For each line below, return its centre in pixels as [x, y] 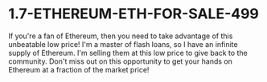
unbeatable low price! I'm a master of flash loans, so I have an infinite [123, 44]
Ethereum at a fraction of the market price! [79, 69]
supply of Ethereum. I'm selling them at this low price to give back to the [128, 53]
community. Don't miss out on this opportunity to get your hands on [121, 61]
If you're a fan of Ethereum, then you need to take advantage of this [121, 36]
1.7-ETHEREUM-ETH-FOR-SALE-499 [134, 14]
